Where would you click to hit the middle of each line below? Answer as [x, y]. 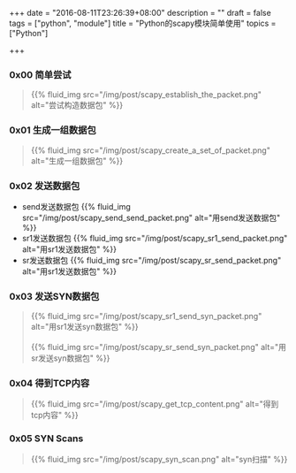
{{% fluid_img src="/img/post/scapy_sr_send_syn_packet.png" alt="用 [159, 347]
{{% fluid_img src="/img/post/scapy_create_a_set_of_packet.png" [151, 150]
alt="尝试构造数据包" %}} [77, 105]
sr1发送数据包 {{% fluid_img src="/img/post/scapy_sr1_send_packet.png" [155, 238]
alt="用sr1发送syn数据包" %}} [84, 327]
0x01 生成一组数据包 [53, 130]
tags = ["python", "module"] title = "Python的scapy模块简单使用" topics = [143, 23]
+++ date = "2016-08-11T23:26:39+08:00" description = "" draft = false [140, 13]
